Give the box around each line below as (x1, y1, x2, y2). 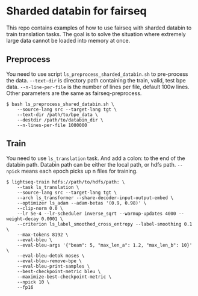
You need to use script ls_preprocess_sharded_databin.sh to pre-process (6, 70, 188, 78)
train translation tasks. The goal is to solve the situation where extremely (6, 30, 186, 37)
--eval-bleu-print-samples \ (17, 263, 90, 269)
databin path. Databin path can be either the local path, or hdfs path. (6, 161, 176, 168)
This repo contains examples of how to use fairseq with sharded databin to (6, 24, 192, 31)
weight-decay (6, 215, 39, 222)
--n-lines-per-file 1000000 (17, 122, 87, 128)
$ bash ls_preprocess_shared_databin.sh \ (6, 101, 114, 107)
